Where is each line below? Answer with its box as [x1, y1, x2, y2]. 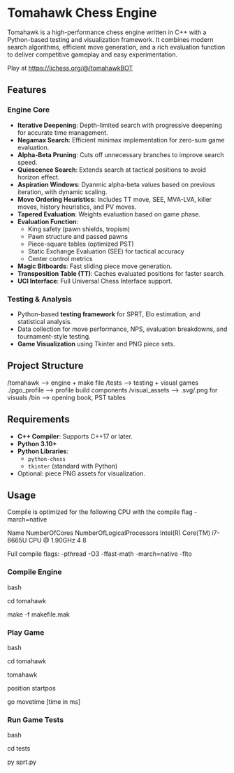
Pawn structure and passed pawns [27, 232, 128, 240]
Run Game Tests [7, 714, 64, 724]
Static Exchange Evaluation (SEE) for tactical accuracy [27, 246, 185, 256]
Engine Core [7, 105, 50, 115]
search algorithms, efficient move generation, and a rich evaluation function [7, 43, 226, 51]
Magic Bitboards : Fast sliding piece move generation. [17, 262, 173, 270]
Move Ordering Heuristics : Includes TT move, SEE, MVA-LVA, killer [17, 195, 212, 203]
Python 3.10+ [17, 439, 57, 448]
